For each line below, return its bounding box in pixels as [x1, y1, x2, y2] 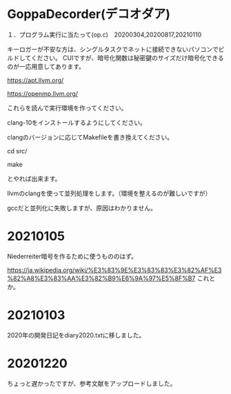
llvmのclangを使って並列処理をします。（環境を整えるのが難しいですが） [7, 189, 212, 197]
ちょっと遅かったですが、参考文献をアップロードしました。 [7, 379, 177, 387]
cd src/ [7, 146, 28, 155]
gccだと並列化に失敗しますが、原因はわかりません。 [7, 204, 157, 212]
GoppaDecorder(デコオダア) [7, 6, 171, 22]
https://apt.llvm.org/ [7, 76, 64, 84]
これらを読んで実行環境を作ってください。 [7, 104, 128, 112]
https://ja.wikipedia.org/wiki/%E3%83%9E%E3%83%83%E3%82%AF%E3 [7, 266, 222, 274]
